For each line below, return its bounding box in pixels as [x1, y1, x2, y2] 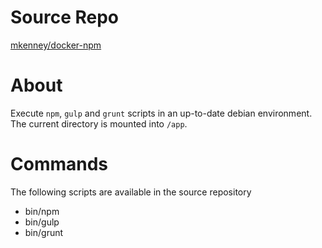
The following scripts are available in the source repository [10, 186, 252, 198]
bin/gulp [24, 216, 60, 228]
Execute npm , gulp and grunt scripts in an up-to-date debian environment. [10, 107, 313, 119]
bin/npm [24, 205, 60, 217]
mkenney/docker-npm [10, 39, 102, 51]
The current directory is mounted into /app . [10, 117, 188, 130]
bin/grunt [24, 226, 64, 238]
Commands [10, 153, 109, 176]
